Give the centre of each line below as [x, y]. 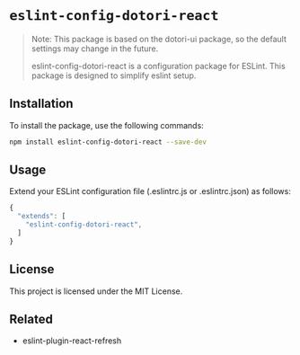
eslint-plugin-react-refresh [72, 341]
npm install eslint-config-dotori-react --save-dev [108, 142]
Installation [41, 104]
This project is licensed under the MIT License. [96, 291]
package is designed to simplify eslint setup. [114, 75]
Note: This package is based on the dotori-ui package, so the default [159, 39]
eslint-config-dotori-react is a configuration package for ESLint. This [158, 66]
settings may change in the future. [95, 49]
